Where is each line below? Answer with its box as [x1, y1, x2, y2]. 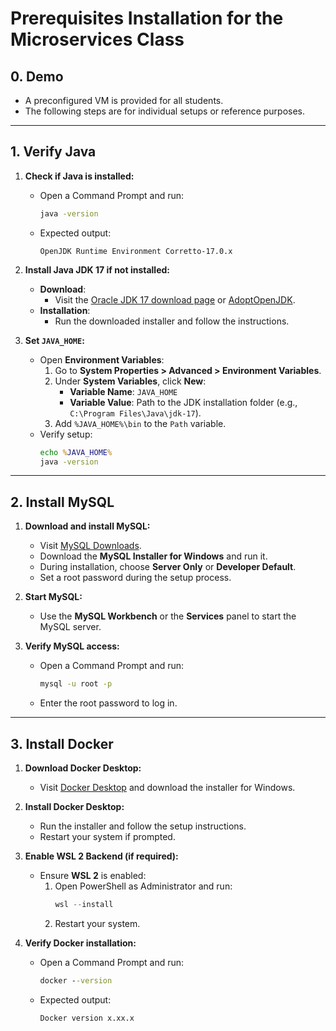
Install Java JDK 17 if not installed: [24, 263, 170, 276]
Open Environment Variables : [39, 353, 165, 366]
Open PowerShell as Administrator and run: [54, 880, 233, 892]
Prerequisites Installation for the [10, 7, 284, 30]
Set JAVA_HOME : [24, 334, 85, 346]
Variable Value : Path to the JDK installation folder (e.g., [69, 396, 298, 408]
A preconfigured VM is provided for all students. [24, 95, 224, 106]
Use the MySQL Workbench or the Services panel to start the [39, 610, 297, 622]
